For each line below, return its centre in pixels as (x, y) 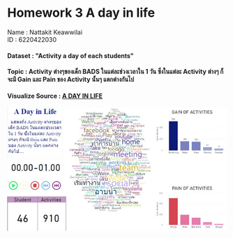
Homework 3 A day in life (81, 13)
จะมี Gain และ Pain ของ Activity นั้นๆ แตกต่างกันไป (71, 80)
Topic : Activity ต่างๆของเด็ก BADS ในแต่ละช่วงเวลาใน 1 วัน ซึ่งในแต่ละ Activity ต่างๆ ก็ (115, 72)
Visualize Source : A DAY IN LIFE (55, 96)
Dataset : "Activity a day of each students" (70, 55)
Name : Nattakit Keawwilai (45, 32)
